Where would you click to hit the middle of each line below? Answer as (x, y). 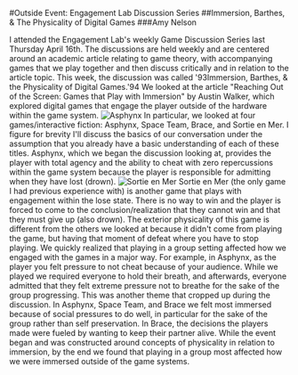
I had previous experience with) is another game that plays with (125, 191)
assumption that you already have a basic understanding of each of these (144, 143)
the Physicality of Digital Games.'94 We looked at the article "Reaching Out (146, 87)
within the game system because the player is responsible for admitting (140, 172)
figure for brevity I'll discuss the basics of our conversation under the (136, 134)
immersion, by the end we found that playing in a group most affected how (146, 352)
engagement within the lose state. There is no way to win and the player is (145, 200)
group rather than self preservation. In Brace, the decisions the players (139, 323)
